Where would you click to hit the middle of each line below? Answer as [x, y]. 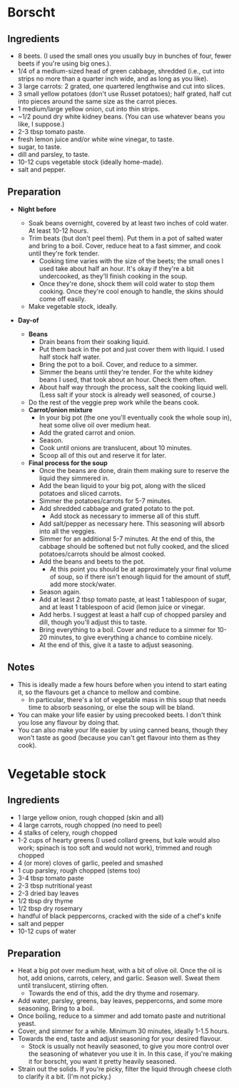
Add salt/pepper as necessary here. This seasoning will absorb [132, 523]
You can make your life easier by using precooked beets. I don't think [119, 715]
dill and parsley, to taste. [54, 154]
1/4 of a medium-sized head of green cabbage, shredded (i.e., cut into [121, 71]
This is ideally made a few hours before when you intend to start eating [122, 684]
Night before [37, 209]
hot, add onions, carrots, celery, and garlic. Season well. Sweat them [118, 978]
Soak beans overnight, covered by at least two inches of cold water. [128, 223]
